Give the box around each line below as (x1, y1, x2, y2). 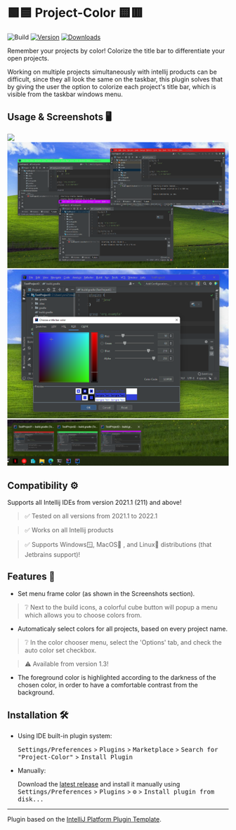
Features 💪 (7, 571, 55, 583)
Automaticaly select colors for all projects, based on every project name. (17, 624, 228, 633)
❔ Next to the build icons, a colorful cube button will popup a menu (24, 602, 218, 611)
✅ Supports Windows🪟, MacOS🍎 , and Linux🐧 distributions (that (24, 541, 212, 549)
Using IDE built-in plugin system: (17, 731, 112, 740)
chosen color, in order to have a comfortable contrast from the (17, 680, 198, 689)
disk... (17, 795, 44, 803)
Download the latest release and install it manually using (17, 779, 181, 788)
